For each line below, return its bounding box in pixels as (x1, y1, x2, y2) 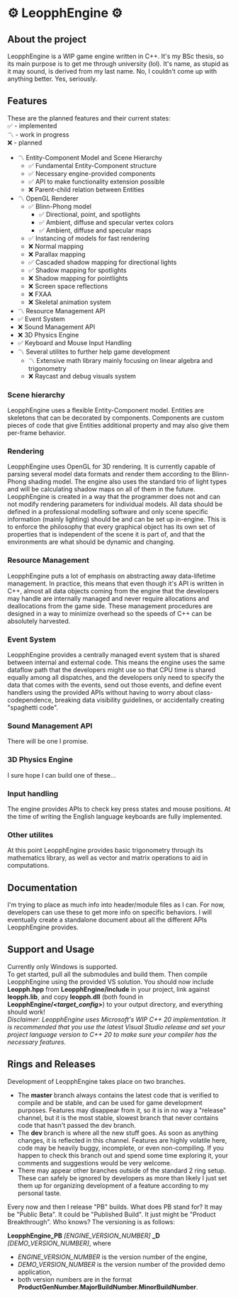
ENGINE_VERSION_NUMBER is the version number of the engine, (17, 1253, 208, 1261)
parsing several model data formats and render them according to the (7, 470, 211, 479)
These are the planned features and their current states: (7, 113, 171, 122)
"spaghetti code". (7, 703, 59, 712)
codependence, (7, 696, 54, 704)
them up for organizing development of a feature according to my (17, 1181, 209, 1190)
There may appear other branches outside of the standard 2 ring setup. (17, 1166, 227, 1175)
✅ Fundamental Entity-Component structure (28, 161, 157, 169)
